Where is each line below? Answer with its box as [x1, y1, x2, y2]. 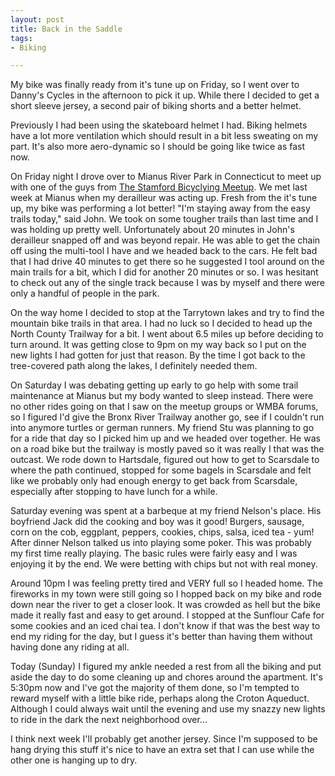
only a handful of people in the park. [10, 287, 160, 300]
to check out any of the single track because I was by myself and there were [10, 277, 325, 289]
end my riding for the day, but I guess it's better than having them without [10, 631, 313, 643]
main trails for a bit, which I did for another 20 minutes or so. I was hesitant [10, 266, 319, 278]
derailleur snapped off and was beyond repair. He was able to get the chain [10, 234, 321, 246]
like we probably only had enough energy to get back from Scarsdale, [10, 475, 298, 487]
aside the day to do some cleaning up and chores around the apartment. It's [10, 671, 323, 683]
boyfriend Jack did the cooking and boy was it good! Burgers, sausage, [10, 516, 305, 528]
